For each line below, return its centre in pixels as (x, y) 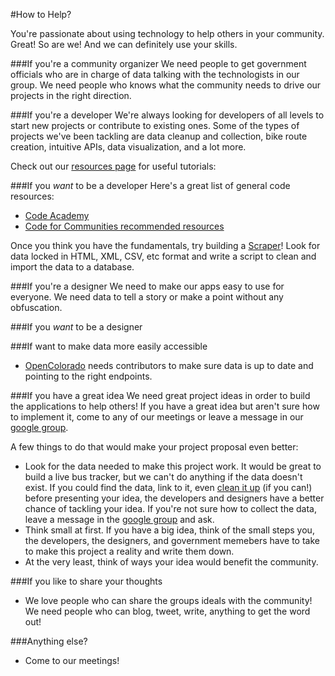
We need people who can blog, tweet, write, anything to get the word (167, 611)
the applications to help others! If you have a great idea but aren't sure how (165, 406)
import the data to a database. (72, 267)
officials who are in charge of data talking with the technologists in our (155, 74)
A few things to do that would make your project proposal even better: (154, 447)
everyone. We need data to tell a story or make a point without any (147, 297)
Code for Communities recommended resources (124, 226)
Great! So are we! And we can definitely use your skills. (124, 44)
